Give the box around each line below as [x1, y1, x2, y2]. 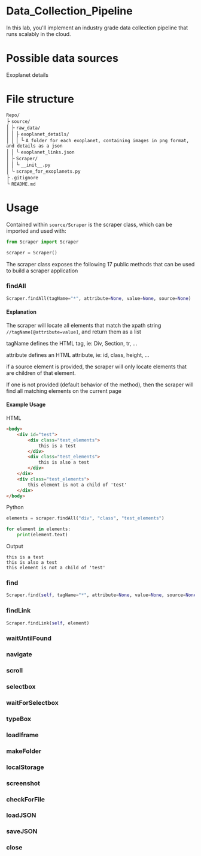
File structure [6, 92, 75, 106]
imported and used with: [6, 227, 66, 235]
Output [6, 543, 23, 550]
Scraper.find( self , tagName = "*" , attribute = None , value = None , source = [6, 592, 186, 598]
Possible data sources [6, 52, 118, 65]
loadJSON [6, 811, 36, 819]
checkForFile [6, 795, 45, 803]
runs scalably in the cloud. [6, 30, 71, 37]
